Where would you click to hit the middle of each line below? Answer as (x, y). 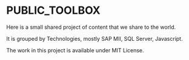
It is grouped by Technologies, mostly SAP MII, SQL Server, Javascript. (94, 38)
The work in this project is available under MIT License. (75, 50)
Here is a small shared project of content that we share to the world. (91, 27)
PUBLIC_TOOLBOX (54, 10)
